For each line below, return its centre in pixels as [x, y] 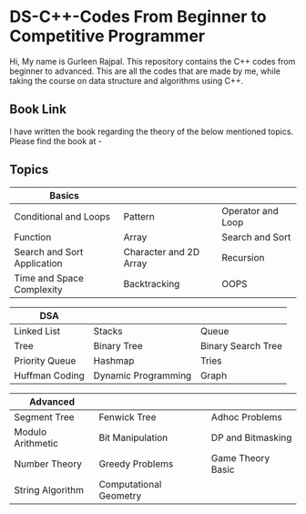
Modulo [31, 432]
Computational [130, 484]
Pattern [139, 216]
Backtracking [152, 283]
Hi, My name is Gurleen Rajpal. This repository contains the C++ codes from [153, 61]
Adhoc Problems [246, 416]
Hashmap [114, 360]
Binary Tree [118, 345]
